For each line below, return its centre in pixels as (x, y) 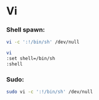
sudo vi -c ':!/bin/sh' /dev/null (50, 92)
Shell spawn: (26, 30)
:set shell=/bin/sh (31, 59)
